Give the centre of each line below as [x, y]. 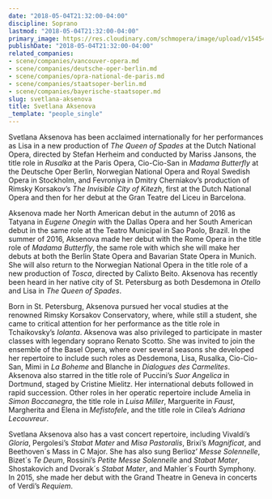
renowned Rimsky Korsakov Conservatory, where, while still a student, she [133, 315]
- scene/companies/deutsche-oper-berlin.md [83, 69]
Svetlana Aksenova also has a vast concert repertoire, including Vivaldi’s [130, 434]
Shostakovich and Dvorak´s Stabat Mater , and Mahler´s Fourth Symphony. [132, 469]
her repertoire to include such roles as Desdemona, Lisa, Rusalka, [118, 358]
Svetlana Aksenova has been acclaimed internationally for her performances [136, 137]
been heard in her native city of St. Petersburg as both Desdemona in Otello [135, 282]
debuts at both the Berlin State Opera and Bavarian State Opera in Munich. [132, 256]
